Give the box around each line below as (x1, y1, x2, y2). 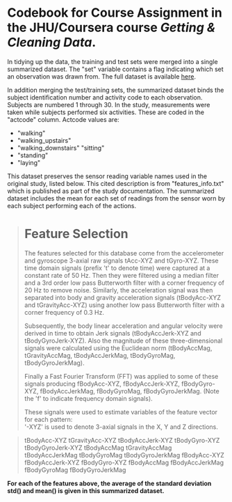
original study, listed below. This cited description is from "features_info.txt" (7, 179, 224, 187)
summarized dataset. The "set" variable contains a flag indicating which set (7, 65, 224, 73)
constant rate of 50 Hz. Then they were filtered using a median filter (24, 271, 219, 279)
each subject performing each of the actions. (7, 201, 137, 210)
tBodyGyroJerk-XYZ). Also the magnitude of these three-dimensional (24, 336, 223, 345)
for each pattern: (24, 415, 73, 423)
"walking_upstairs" (17, 136, 72, 144)
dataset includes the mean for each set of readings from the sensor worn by (7, 194, 226, 203)
